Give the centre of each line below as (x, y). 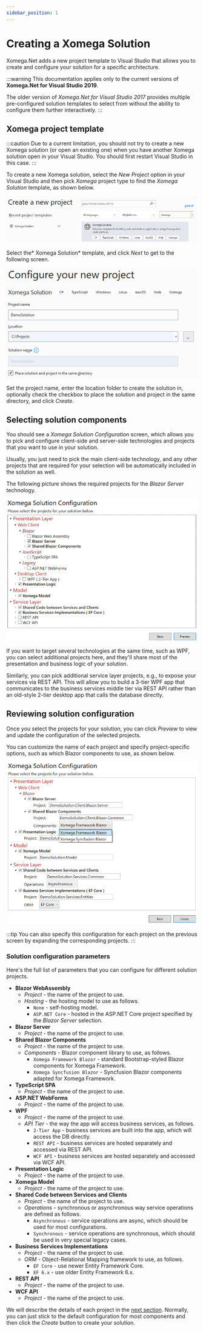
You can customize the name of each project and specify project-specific (98, 747)
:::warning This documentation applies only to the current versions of (92, 78)
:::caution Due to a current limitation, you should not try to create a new (95, 143)
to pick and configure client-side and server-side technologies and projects (101, 441)
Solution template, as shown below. (51, 188)
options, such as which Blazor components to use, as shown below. (91, 753)
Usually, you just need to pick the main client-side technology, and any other (102, 459)
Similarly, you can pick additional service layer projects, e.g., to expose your (101, 675)
